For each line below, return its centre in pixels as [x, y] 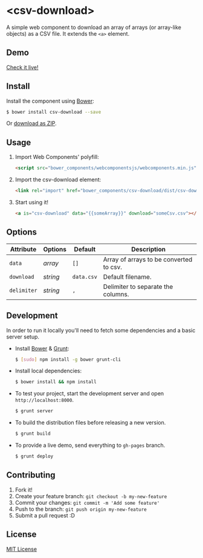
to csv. [113, 267]
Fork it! [24, 490]
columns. [116, 294]
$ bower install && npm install [56, 382]
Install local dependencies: [48, 371]
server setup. [23, 337]
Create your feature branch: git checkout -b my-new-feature [91, 496]
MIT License [22, 549]
